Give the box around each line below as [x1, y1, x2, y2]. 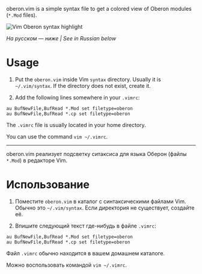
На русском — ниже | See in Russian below [6, 35, 116, 42]
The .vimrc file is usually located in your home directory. [6, 121, 146, 128]
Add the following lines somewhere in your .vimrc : [14, 93, 140, 101]
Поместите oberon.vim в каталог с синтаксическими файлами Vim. [14, 198, 186, 205]
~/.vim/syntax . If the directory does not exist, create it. [14, 82, 151, 89]
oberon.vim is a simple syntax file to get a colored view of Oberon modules [6, 5, 192, 12]
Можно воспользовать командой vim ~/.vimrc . [6, 261, 127, 269]
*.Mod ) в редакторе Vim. [6, 157, 68, 164]
